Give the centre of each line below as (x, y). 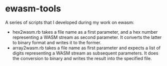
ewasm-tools (33, 9)
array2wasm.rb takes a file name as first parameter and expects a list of (86, 48)
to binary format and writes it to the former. (57, 42)
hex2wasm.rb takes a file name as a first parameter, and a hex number (85, 32)
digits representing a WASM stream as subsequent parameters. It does (85, 53)
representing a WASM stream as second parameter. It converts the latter (87, 37)
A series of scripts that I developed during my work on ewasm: (70, 22)
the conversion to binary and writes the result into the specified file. (82, 58)
